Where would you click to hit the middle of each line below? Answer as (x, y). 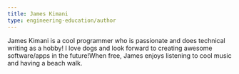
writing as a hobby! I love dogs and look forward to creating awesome (110, 48)
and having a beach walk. (45, 63)
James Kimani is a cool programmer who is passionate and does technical (117, 40)
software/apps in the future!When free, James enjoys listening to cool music (119, 55)
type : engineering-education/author (62, 20)
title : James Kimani (38, 14)
